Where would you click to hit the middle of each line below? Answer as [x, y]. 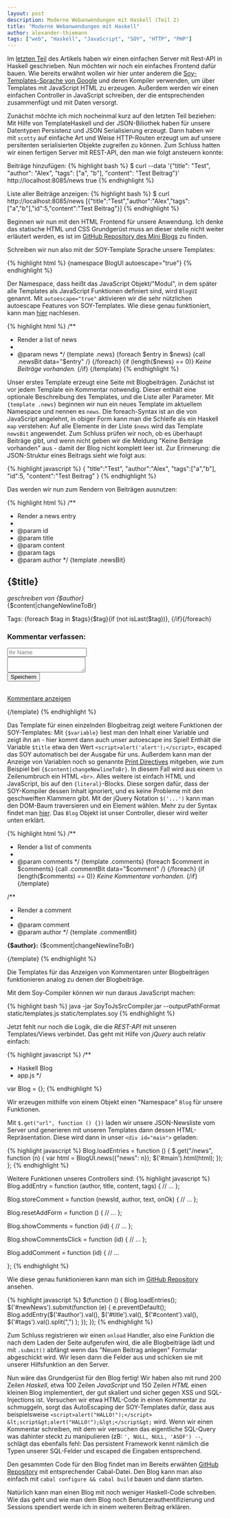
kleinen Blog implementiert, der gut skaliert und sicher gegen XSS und [107, 1393]
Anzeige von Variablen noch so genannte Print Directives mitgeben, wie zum [115, 762]
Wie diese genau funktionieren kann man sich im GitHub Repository [103, 1279]
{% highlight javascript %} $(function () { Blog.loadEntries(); [92, 1300]
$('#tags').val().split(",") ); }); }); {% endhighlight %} [80, 1322]
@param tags [36, 553]
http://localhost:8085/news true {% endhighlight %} [81, 180]
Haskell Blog [35, 1068]
